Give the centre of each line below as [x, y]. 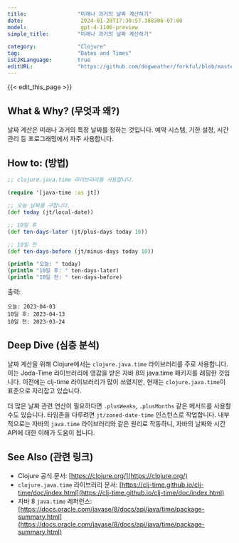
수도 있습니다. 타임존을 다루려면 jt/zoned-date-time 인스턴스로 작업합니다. [112, 415]
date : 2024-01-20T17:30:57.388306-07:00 [95, 21]
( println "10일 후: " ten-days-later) [63, 271]
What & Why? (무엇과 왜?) [64, 111]
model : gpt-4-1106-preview [73, 27]
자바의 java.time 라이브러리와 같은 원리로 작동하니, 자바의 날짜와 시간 [129, 423]
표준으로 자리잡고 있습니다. [44, 391]
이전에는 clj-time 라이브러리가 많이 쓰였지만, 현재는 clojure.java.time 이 [124, 381]
